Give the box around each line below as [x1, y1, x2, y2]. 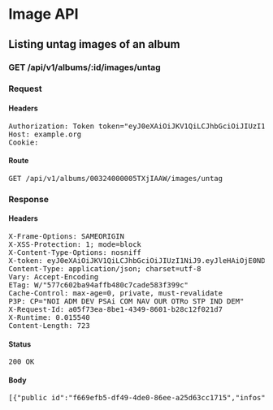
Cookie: [8, 137, 39, 147]
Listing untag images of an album [8, 37, 180, 51]
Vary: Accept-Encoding [8, 272, 99, 281]
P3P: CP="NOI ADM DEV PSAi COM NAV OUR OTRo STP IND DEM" [8, 296, 245, 305]
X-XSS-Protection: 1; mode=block [8, 240, 142, 248]
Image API [8, 5, 79, 24]
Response [8, 193, 49, 205]
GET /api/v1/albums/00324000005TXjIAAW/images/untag [8, 174, 223, 183]
